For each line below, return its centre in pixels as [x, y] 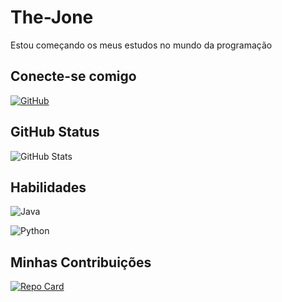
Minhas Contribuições [81, 262]
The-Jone [52, 17]
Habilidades [48, 187]
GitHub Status [55, 132]
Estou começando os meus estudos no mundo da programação [141, 45]
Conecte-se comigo [73, 76]
